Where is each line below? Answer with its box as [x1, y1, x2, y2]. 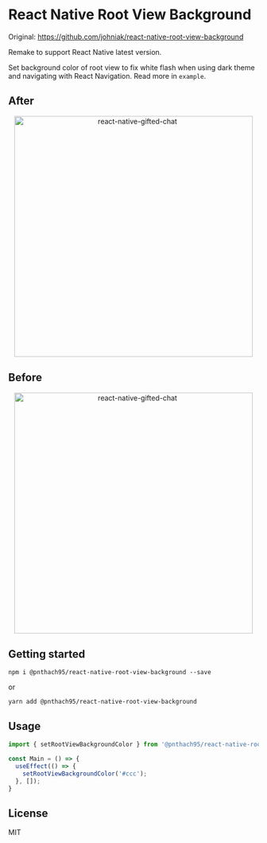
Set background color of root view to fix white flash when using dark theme [8, 62, 256, 72]
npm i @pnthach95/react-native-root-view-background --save [8, 669, 212, 677]
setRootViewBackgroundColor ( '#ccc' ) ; [22, 770, 148, 778]
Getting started [8, 647, 86, 661]
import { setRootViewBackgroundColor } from [8, 740, 158, 749]
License [8, 806, 48, 820]
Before [8, 371, 42, 384]
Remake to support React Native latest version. [8, 47, 162, 57]
